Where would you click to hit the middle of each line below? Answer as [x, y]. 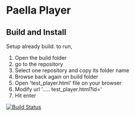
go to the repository [39, 64]
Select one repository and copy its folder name [72, 70]
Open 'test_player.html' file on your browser [68, 83]
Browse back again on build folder [57, 77]
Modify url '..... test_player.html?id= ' [58, 89]
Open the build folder [41, 58]
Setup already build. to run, [39, 46]
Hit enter [25, 96]
